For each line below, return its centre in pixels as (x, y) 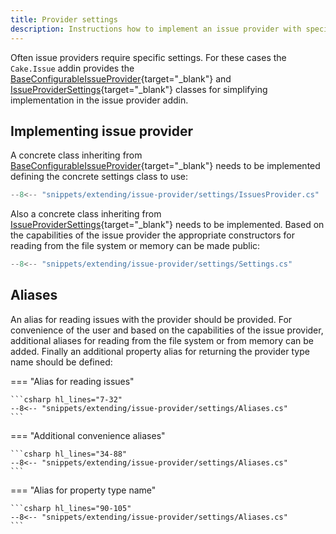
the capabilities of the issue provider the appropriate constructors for (152, 235)
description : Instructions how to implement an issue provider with (156, 29)
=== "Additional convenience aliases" (88, 435)
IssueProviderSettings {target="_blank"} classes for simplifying (139, 89)
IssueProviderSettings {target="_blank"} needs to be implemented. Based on (167, 225)
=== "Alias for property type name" (83, 490)
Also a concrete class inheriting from (86, 214)
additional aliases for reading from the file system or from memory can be (162, 340)
